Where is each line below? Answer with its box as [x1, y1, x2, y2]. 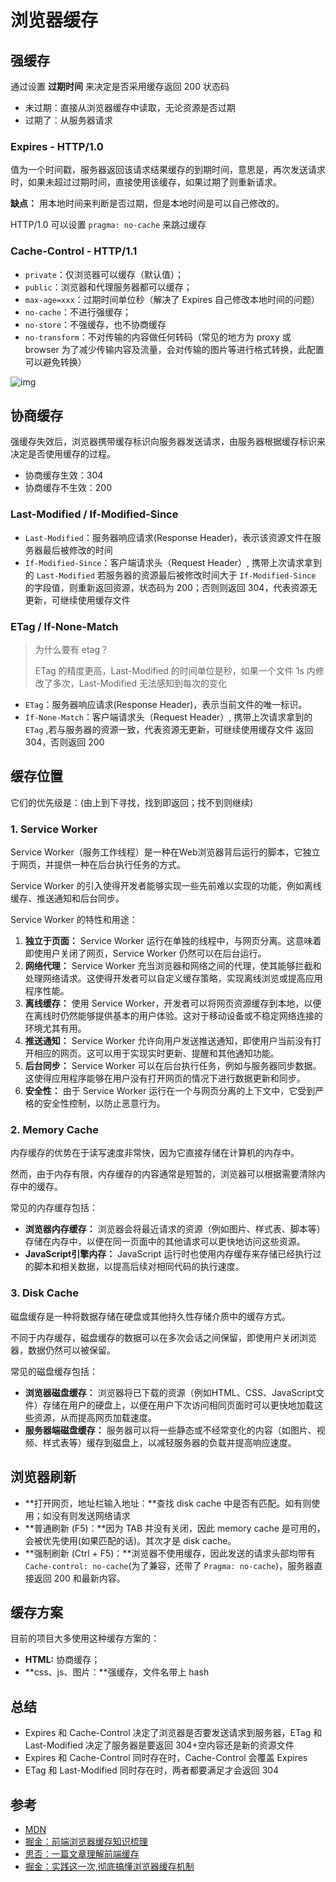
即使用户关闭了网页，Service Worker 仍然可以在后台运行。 [24, 947, 267, 960]
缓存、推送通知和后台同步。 [10, 892, 125, 905]
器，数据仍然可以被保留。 [10, 1344, 116, 1356]
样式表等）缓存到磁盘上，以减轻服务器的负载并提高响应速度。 [42, 1436, 297, 1448]
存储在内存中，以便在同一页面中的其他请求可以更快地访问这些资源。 [24, 1236, 306, 1248]
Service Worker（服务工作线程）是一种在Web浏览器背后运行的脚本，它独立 [10, 846, 321, 858]
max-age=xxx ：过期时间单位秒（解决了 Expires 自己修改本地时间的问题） [24, 293, 321, 305]
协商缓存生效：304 [24, 469, 104, 481]
